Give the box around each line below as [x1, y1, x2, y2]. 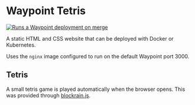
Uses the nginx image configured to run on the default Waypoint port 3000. [6, 52, 190, 60]
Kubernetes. [6, 41, 36, 48]
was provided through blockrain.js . [6, 91, 90, 99]
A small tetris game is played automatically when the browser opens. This [6, 86, 186, 93]
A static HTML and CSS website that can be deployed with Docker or [6, 35, 174, 42]
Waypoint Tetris [6, 4, 86, 18]
